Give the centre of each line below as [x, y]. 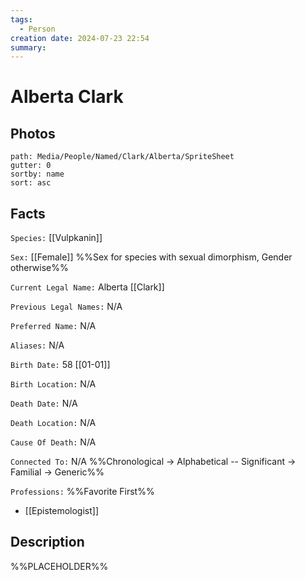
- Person [37, 29]
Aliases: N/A [37, 345]
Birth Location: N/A [53, 384]
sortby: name [37, 174]
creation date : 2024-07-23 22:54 [80, 38]
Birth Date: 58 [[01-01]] [60, 365]
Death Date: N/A [44, 403]
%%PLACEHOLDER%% [59, 566]
